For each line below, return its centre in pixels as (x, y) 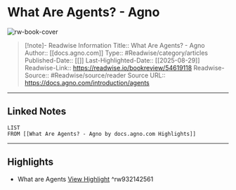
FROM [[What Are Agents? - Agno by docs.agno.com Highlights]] (102, 134)
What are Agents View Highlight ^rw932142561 (85, 179)
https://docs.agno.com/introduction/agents (87, 82)
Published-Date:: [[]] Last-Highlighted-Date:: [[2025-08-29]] (112, 60)
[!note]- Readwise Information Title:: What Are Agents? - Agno (114, 45)
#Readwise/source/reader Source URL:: (108, 75)
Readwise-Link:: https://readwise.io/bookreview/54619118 (108, 68)
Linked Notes (37, 112)
